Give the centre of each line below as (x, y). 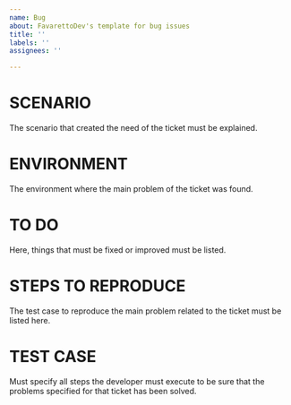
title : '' (28, 34)
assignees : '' (36, 51)
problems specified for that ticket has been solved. (103, 391)
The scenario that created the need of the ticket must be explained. (133, 128)
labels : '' (30, 43)
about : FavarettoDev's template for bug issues (100, 26)
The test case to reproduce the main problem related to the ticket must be (145, 311)
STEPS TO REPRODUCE (98, 286)
